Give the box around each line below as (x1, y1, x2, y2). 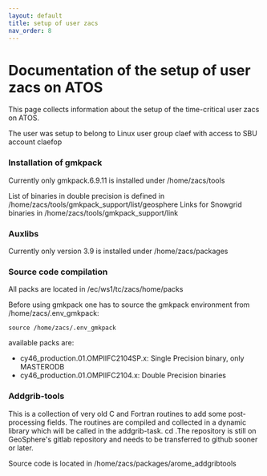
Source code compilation (8, 266, 108, 277)
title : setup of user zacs (8, 19, 99, 27)
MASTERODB (19, 362, 65, 372)
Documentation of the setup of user (8, 61, 251, 79)
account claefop (8, 137, 63, 147)
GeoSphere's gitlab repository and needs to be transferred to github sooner (8, 434, 258, 444)
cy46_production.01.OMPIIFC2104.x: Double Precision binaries (19, 370, 227, 381)
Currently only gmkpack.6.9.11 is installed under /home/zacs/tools (8, 175, 225, 185)
